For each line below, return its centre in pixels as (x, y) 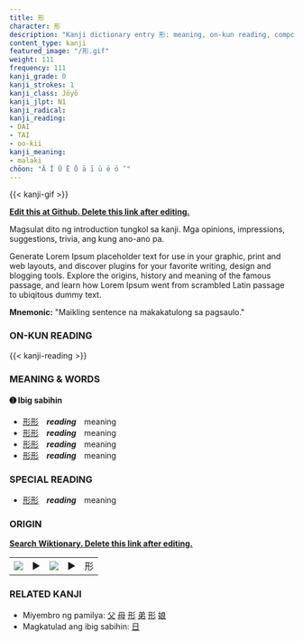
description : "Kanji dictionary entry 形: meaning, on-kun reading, (140, 34)
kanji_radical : (38, 110)
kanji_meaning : (38, 152)
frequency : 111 (38, 69)
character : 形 (35, 26)
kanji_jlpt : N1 (38, 102)
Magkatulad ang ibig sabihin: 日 (81, 626)
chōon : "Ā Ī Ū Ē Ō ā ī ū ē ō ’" (70, 169)
